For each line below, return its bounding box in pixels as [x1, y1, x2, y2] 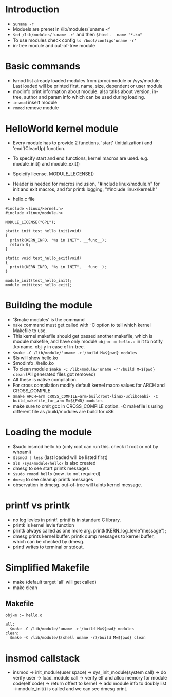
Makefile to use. [12, 327, 47, 334]
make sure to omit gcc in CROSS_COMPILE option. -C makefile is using [12, 402, 163, 409]
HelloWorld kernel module [5, 123, 119, 135]
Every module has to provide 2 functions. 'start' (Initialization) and [12, 140, 152, 146]
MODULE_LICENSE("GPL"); [5, 219, 56, 225]
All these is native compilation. [12, 376, 78, 382]
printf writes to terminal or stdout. [12, 544, 84, 550]
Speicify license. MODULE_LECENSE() [12, 171, 94, 177]
